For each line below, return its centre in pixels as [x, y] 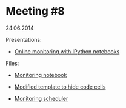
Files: [12, 63]
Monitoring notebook [41, 75]
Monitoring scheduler [41, 98]
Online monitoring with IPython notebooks [67, 51]
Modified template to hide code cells [60, 87]
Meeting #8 [35, 11]
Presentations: [24, 39]
